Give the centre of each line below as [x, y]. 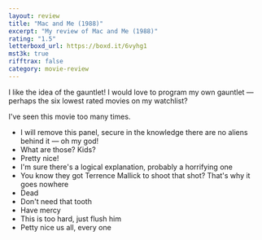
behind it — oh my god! [59, 141]
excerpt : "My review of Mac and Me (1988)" [83, 31]
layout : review [34, 16]
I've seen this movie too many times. [70, 116]
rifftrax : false [36, 62]
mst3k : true [28, 54]
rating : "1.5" [33, 39]
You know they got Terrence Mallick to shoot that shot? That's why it [135, 175]
